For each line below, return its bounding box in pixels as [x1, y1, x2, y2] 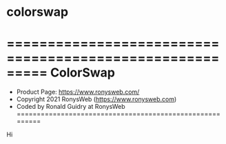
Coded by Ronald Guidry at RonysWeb [16, 103, 125, 111]
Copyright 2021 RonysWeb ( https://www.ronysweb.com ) [16, 95, 177, 103]
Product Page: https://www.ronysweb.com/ [16, 88, 140, 96]
